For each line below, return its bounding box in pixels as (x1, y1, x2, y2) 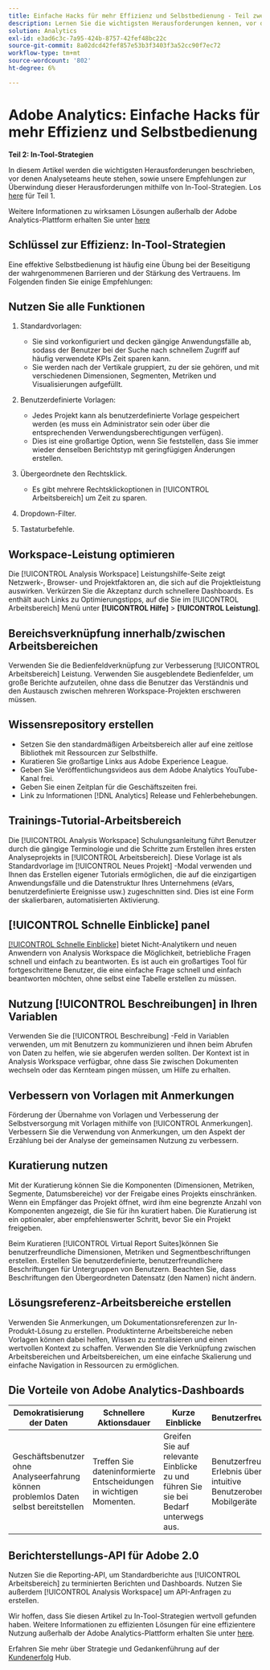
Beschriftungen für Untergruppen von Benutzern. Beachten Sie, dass (8, 1264, 237, 1273)
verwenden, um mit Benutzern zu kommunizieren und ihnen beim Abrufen (8, 1039, 253, 1050)
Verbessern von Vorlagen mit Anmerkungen (8, 1088, 235, 1102)
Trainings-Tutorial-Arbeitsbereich (8, 814, 182, 828)
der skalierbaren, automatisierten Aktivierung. (8, 895, 160, 905)
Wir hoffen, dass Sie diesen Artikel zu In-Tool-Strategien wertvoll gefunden (8, 1611, 257, 1621)
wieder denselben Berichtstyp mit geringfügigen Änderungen (31, 445, 235, 455)
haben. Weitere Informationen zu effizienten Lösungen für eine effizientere (8, 1620, 256, 1630)
